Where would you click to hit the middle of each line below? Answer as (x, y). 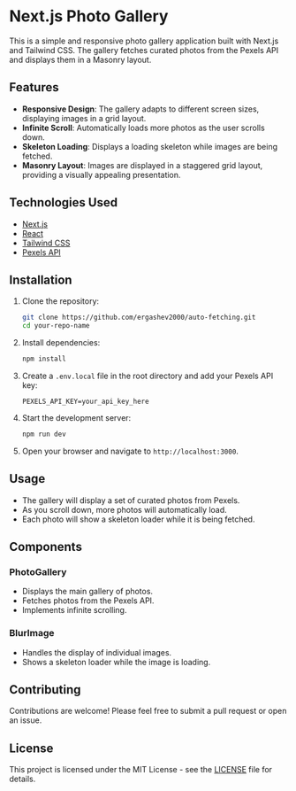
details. (23, 779)
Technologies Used (63, 202)
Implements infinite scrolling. (74, 610)
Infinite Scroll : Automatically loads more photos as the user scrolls (143, 128)
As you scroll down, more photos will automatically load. (124, 509)
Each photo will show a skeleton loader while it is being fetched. (138, 519)
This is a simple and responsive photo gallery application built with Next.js (144, 41)
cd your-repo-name (56, 326)
